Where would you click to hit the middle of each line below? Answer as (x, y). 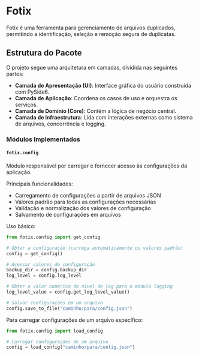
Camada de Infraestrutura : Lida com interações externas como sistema (104, 117)
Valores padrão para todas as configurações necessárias (85, 202)
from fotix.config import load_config (55, 331)
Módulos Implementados (43, 139)
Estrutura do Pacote (44, 53)
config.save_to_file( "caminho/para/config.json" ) (70, 308)
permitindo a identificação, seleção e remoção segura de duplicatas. (91, 34)
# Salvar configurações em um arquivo (55, 303)
